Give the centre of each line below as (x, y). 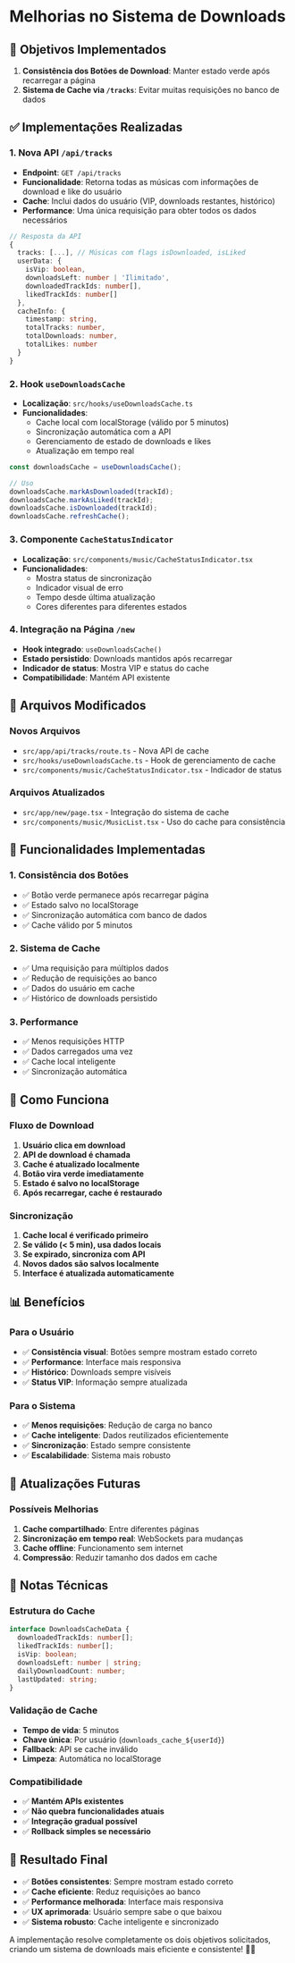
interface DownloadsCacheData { (69, 1630)
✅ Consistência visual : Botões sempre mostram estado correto (139, 1352)
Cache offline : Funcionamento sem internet (102, 1547)
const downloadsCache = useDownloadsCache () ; (95, 467)
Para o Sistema (42, 1405)
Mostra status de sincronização (93, 577)
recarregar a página (59, 80)
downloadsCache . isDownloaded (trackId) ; (84, 508)
